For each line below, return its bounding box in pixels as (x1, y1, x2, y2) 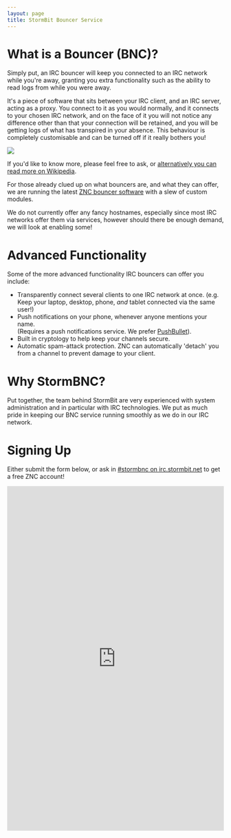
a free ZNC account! (7, 473, 65, 481)
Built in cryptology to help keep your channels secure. (16, 335, 170, 343)
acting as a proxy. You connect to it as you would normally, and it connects (7, 104, 219, 112)
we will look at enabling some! (7, 223, 93, 232)
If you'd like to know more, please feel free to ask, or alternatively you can (7, 160, 217, 168)
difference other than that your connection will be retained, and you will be (7, 119, 219, 127)
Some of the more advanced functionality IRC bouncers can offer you (7, 270, 204, 278)
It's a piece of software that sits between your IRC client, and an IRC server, (7, 97, 221, 105)
